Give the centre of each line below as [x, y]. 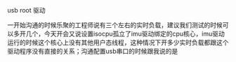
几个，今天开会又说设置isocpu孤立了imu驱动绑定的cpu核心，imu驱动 [125, 34]
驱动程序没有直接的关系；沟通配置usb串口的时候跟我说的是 [93, 51]
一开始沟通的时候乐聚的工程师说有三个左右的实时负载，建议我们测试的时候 [115, 25]
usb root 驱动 [26, 10]
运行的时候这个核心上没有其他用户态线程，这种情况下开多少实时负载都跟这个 [118, 42]
